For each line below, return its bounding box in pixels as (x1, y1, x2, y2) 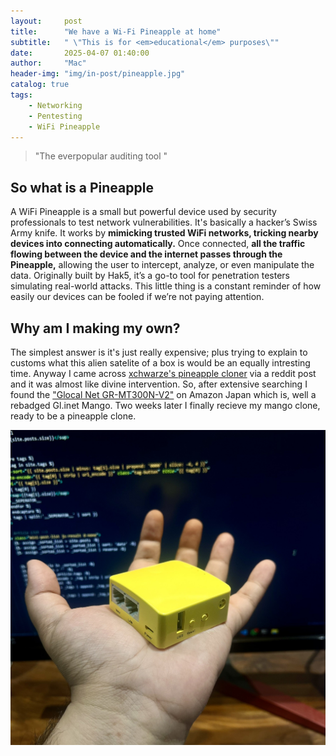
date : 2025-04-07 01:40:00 (10, 48, 150, 58)
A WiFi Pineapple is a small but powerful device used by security (10, 206, 277, 218)
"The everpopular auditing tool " (34, 150, 168, 162)
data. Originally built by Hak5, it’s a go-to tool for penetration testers (10, 270, 291, 282)
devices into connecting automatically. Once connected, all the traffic (10, 238, 306, 250)
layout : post (10, 16, 83, 26)
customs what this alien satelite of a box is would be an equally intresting (10, 357, 311, 369)
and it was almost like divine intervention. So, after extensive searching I (10, 378, 308, 390)
